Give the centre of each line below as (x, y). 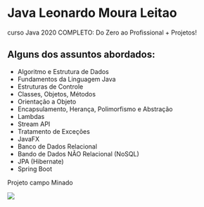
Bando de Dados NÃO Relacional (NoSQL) (78, 153)
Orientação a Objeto (47, 101)
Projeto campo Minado (40, 182)
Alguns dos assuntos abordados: (81, 55)
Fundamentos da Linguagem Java (66, 79)
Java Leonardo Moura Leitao (92, 13)
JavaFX (28, 139)
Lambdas (31, 116)
